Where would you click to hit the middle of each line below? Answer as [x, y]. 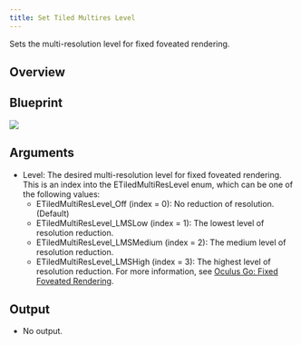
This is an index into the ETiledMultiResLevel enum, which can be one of [157, 184]
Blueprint [36, 103]
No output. [43, 331]
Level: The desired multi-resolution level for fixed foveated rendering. [152, 174]
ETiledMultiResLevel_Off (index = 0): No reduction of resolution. [155, 203]
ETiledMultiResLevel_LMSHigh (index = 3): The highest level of [154, 261]
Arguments [42, 153]
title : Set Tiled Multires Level [73, 18]
